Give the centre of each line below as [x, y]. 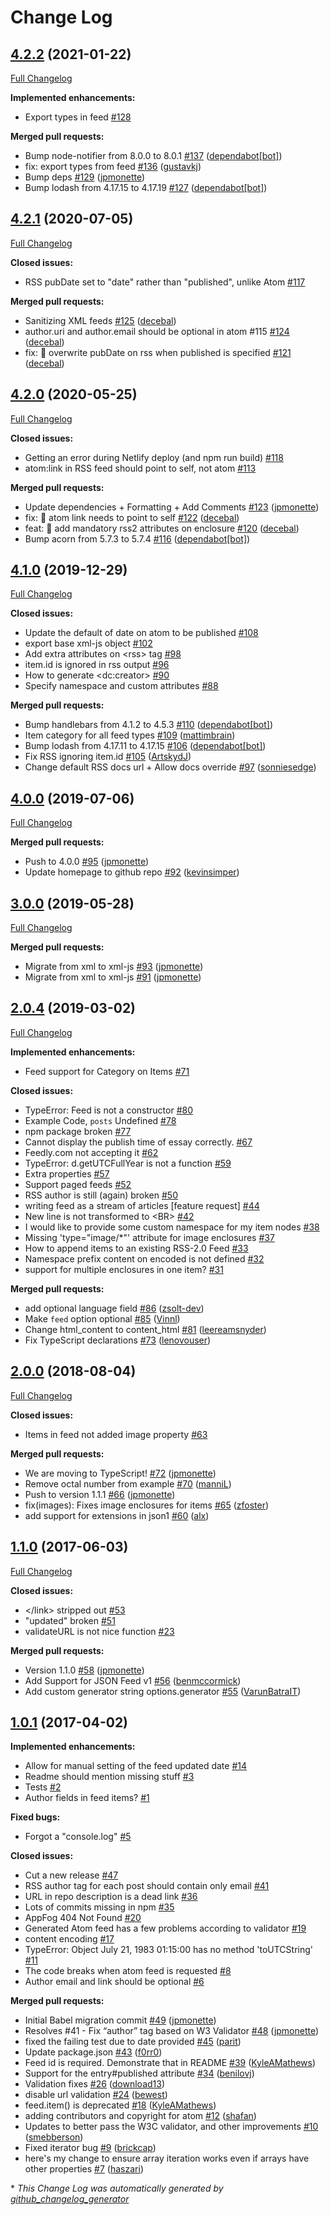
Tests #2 [43, 1787]
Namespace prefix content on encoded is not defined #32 [144, 1258]
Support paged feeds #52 [78, 1184]
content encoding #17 [69, 1939]
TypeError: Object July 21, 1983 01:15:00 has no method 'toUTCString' [169, 1950]
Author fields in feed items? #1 [87, 1798]
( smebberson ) [54, 2137]
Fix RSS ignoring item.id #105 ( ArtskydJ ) [108, 757]
